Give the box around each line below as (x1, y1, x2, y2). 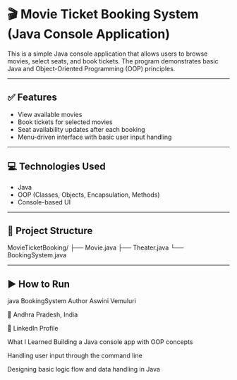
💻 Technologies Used (7, 161, 106, 173)
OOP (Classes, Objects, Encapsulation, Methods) (17, 190, 160, 199)
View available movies (17, 110, 83, 118)
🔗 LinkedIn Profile (7, 324, 59, 333)
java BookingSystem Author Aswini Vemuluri (7, 297, 136, 305)
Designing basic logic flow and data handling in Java (7, 365, 161, 374)
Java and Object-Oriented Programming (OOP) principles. (7, 64, 176, 73)
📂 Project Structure (7, 224, 93, 237)
